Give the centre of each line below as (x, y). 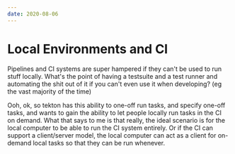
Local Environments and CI (88, 49)
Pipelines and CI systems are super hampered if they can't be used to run (115, 69)
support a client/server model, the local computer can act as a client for (112, 135)
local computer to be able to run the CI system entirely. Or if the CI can (110, 128)
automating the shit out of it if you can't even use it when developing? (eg (114, 84)
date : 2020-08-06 (33, 14)
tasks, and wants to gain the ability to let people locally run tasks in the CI (114, 112)
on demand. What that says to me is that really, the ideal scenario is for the (116, 120)
